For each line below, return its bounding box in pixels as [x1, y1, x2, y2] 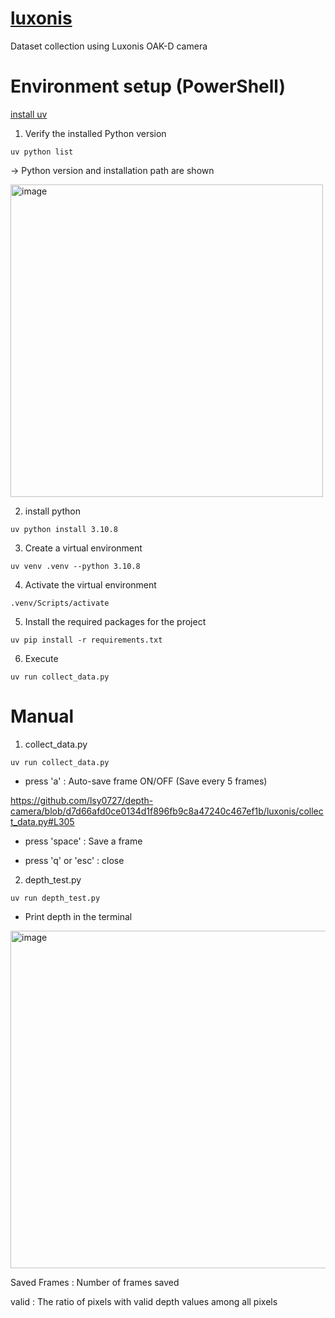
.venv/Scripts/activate [10, 598, 110, 608]
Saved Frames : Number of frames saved [10, 1276, 180, 1288]
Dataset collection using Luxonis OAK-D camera [10, 40, 208, 52]
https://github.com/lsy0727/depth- [10, 794, 154, 806]
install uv [10, 108, 48, 120]
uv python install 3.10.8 [10, 524, 118, 534]
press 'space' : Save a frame [24, 835, 143, 847]
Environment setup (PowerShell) [10, 75, 286, 98]
